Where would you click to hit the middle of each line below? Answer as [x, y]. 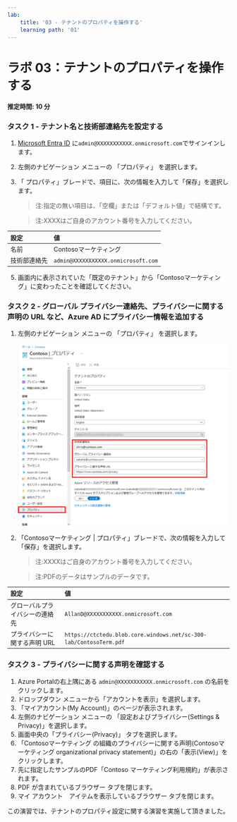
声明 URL [42, 642]
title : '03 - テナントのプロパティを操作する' [81, 22]
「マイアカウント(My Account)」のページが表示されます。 [102, 708]
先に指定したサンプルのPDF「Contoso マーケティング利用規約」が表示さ [123, 769]
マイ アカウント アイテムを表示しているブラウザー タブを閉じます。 [117, 796]
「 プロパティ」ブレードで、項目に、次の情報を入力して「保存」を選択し [123, 182]
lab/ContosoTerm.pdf [95, 642]
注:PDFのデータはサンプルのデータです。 [94, 576]
